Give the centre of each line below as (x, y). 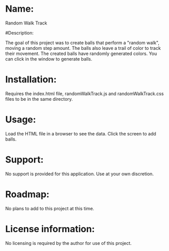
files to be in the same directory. (39, 99)
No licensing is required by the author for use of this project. (68, 243)
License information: (50, 229)
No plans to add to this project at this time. (50, 208)
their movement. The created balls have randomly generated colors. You (81, 53)
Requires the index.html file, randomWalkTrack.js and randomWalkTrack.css (84, 93)
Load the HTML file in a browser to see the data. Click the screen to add (81, 133)
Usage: (21, 120)
